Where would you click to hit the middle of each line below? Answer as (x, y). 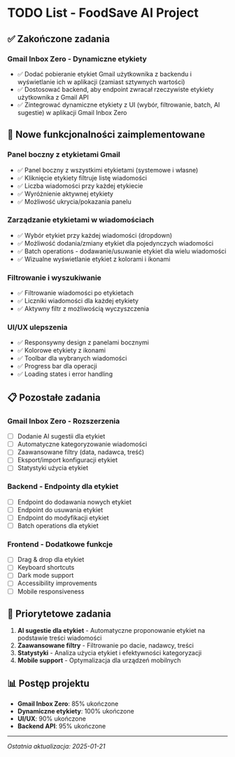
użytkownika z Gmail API (53, 97)
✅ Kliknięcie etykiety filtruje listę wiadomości (82, 177)
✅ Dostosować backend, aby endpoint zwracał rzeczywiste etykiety (115, 89)
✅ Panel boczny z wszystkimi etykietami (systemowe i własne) (108, 170)
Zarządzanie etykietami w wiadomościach (81, 220)
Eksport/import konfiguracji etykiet (67, 460)
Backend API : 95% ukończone (62, 726)
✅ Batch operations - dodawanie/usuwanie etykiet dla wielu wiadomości (122, 251)
